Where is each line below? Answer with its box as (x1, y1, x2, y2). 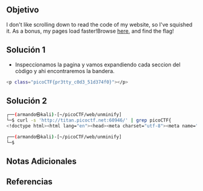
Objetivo (6, 5, 39, 15)
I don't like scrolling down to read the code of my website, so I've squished (6, 21, 193, 28)
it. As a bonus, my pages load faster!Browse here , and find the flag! (6, 27, 174, 34)
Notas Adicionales (6, 157, 77, 167)
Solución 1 (6, 45, 46, 55)
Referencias (6, 176, 53, 187)
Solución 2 (6, 95, 47, 106)
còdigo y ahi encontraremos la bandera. (14, 67, 115, 74)
